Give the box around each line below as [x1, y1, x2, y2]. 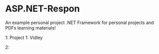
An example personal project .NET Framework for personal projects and [5, 19, 154, 25]
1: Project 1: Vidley [5, 34, 43, 40]
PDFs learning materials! [5, 24, 56, 30]
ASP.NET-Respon [5, 3, 80, 14]
